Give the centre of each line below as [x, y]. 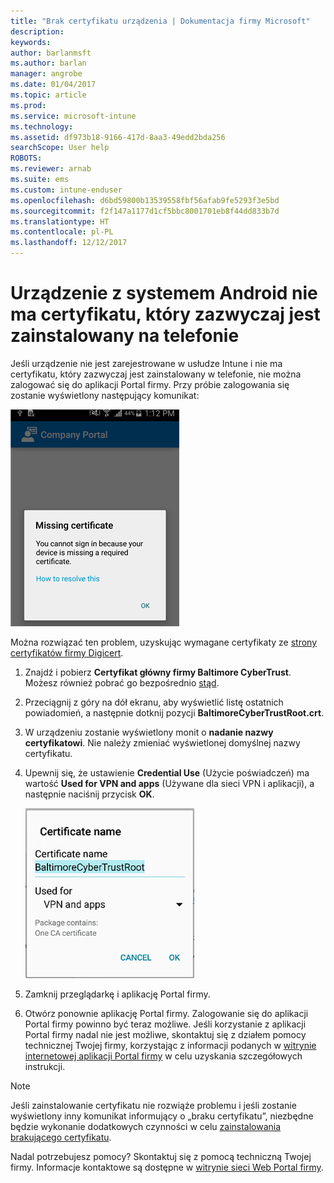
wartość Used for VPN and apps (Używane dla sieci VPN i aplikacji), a [169, 783]
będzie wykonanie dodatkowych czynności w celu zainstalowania [146, 1126]
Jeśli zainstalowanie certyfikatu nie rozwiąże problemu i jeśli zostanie [153, 1105]
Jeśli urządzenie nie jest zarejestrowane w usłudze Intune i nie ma [146, 363]
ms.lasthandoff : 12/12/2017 [69, 243]
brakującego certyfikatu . [61, 1137]
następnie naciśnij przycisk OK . [89, 794]
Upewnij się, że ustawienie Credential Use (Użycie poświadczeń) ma [167, 772]
